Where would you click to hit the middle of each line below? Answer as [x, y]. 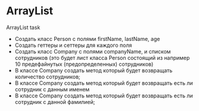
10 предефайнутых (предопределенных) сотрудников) [84, 64]
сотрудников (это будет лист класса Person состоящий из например [102, 58]
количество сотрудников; [47, 77]
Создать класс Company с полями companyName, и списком [93, 51]
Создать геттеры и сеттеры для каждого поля [73, 45]
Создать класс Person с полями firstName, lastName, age [87, 39]
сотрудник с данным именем [52, 89]
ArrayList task [23, 27]
